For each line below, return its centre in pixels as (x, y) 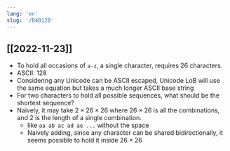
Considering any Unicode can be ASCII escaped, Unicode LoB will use (118, 81)
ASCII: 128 (32, 73)
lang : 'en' (22, 14)
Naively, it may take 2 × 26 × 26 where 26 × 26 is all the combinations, (118, 110)
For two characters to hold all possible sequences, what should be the (118, 96)
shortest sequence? (46, 103)
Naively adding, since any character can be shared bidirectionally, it (125, 133)
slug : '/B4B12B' (30, 20)
